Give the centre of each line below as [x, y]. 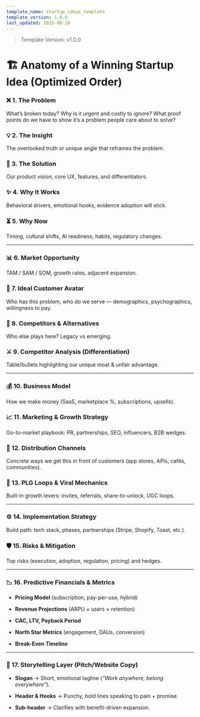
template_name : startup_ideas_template [56, 12]
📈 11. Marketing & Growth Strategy [57, 417]
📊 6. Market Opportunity [43, 257]
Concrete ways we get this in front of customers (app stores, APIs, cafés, [96, 461]
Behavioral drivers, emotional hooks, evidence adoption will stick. [86, 205]
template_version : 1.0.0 [37, 17]
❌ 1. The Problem [31, 100]
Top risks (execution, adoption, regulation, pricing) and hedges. [84, 561]
